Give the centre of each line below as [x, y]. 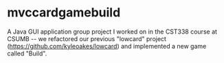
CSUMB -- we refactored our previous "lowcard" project [87, 38]
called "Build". [27, 53]
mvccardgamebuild [64, 13]
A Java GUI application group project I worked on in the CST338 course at [112, 32]
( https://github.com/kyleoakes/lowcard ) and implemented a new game [107, 46]
